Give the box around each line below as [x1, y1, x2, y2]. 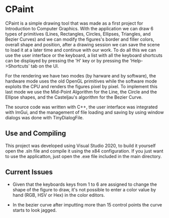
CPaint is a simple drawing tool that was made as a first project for [5, 20, 143, 26]
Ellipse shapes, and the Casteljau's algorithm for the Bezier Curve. [5, 94, 143, 100]
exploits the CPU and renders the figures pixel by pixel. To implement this [5, 83, 158, 89]
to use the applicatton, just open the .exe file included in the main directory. [5, 153, 162, 159]
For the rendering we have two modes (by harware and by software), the [5, 72, 156, 79]
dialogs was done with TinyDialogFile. [5, 114, 84, 120]
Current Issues [5, 168, 53, 177]
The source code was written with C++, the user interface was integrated [5, 104, 158, 110]
